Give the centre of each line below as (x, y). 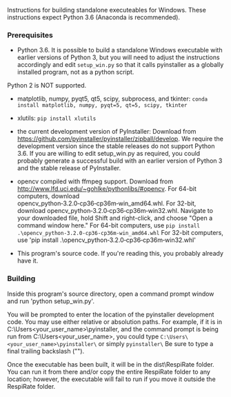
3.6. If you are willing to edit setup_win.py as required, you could (109, 154)
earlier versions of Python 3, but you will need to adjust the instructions (118, 57)
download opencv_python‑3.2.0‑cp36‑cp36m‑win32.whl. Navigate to (115, 211)
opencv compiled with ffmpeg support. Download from (95, 181)
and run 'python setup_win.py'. (51, 301)
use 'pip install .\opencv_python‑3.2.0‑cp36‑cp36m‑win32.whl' (107, 240)
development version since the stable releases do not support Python (116, 146)
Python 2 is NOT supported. (47, 85)
